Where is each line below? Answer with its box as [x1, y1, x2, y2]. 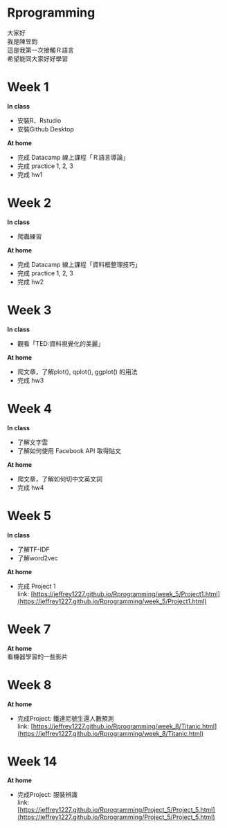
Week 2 [7, 195, 52, 211]
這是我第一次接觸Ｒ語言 [7, 46, 74, 54]
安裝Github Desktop [17, 125, 75, 133]
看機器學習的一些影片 [7, 652, 68, 661]
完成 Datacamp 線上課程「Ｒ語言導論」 [17, 153, 129, 161]
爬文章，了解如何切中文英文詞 [17, 475, 102, 483]
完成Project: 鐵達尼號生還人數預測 [17, 714, 114, 722]
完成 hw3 [17, 376, 44, 385]
